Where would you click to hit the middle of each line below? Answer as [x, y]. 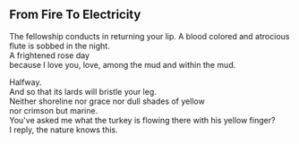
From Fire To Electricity [75, 15]
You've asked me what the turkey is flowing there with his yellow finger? [142, 120]
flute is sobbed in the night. [60, 46]
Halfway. [26, 82]
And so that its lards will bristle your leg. [83, 91]
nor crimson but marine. [54, 110]
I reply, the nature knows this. [64, 130]
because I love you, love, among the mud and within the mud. [123, 64]
